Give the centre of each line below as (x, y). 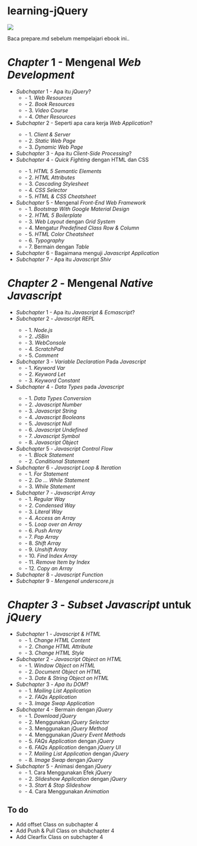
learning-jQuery (48, 11)
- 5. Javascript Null (48, 423)
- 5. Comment (41, 355)
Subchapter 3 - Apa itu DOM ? (52, 684)
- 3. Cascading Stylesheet (56, 183)
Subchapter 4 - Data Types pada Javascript (70, 387)
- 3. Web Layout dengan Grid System (70, 221)
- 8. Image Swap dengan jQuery (64, 759)
